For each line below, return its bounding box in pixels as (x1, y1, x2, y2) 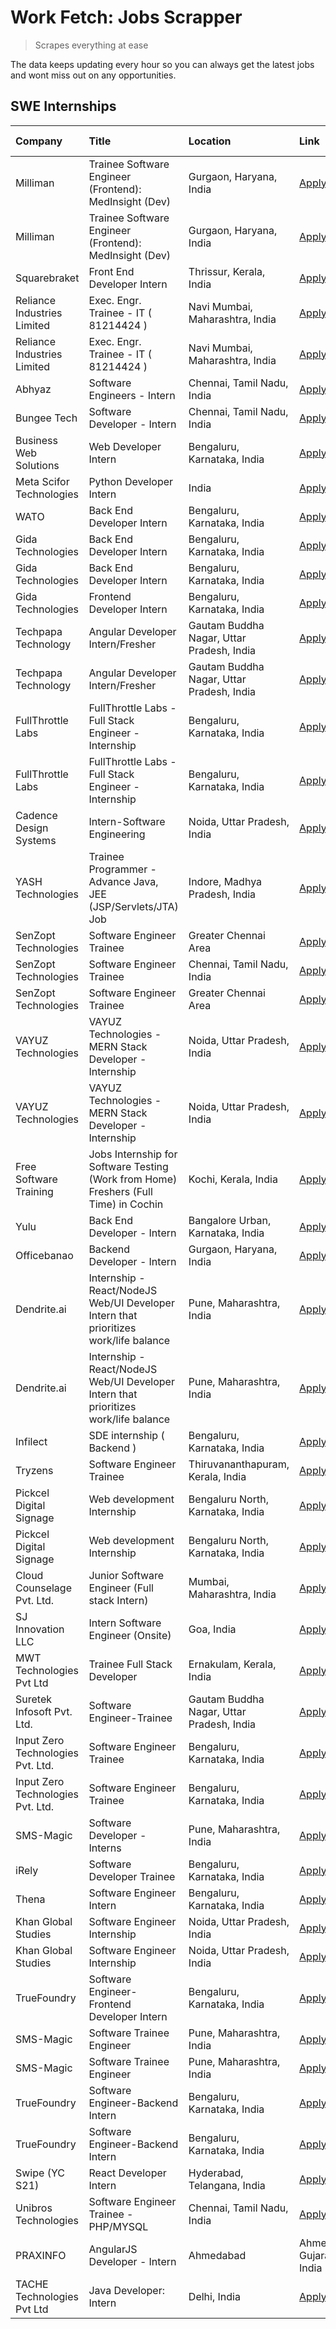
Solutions (15, 458, 60, 472)
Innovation (15, 1622, 65, 1636)
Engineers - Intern (88, 388, 176, 402)
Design (15, 821, 49, 835)
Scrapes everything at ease (34, 39, 149, 51)
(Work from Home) (88, 1172, 178, 1186)
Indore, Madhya (188, 874, 263, 888)
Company (15, 134, 63, 148)
